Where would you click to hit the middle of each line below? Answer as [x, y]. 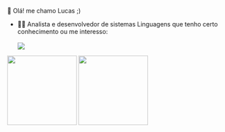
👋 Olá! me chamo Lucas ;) [44, 11]
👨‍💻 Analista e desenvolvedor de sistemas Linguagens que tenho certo [117, 24]
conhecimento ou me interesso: [62, 32]
